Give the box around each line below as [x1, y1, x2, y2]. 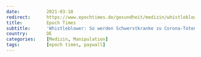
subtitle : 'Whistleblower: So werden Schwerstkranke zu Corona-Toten [6, 25, 197, 31]
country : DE [6, 31, 52, 37]
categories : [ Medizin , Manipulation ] [6, 36, 109, 42]
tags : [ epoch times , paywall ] [6, 42, 106, 48]
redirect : [6, 14, 31, 20]
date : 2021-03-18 [6, 8, 74, 15]
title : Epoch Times [6, 20, 77, 26]
